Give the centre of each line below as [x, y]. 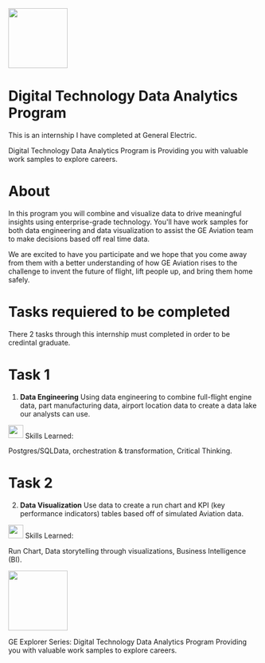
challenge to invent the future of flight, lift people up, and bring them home [131, 271]
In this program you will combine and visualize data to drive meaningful [125, 213]
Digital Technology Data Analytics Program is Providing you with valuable [128, 150]
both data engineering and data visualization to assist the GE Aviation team [131, 230]
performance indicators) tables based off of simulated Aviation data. [132, 514]
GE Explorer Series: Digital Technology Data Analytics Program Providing [128, 641]
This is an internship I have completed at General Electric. [103, 135]
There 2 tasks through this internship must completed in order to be [119, 333]
